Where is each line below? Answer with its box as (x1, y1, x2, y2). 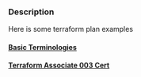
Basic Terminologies (8, 42, 78, 52)
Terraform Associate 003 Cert (8, 60, 110, 70)
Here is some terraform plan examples (8, 25, 133, 34)
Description (8, 6, 55, 17)
